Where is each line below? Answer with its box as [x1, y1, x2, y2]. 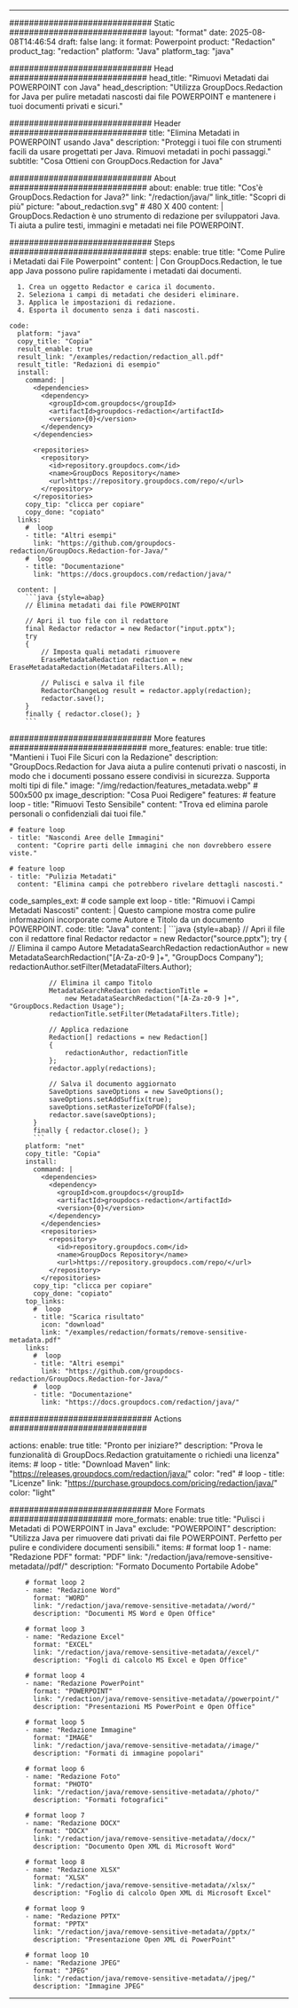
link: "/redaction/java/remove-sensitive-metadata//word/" [32, 1602, 255, 1610]
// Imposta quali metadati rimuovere [41, 648, 180, 657]
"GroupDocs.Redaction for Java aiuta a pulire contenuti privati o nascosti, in [9, 761, 286, 772]
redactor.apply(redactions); [48, 1064, 157, 1073]
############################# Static [9, 18, 176, 28]
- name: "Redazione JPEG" [25, 1958, 122, 1967]
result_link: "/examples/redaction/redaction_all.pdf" [17, 352, 224, 361]
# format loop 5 [25, 1718, 86, 1727]
